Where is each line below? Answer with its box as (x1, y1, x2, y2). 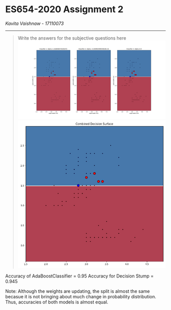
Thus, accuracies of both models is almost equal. (5, 299, 108, 305)
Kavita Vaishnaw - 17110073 (5, 20, 64, 26)
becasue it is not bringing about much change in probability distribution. (5, 293, 157, 299)
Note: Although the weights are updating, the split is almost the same (5, 288, 150, 294)
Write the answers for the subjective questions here (17, 35, 126, 41)
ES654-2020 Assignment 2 (5, 4, 124, 15)
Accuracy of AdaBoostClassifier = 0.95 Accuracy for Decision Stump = (5, 273, 154, 279)
